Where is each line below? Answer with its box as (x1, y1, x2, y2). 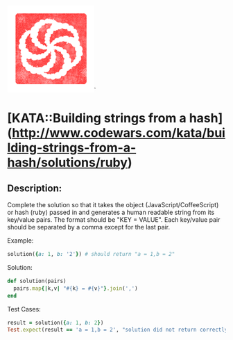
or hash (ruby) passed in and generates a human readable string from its (7, 208, 215, 216)
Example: (7, 236, 34, 245)
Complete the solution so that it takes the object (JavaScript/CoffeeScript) (7, 201, 219, 209)
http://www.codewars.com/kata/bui (12, 125, 225, 141)
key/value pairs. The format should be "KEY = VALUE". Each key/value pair (7, 216, 221, 224)
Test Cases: (7, 305, 42, 313)
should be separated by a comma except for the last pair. (7, 223, 171, 231)
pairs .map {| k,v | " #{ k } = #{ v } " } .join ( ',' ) (13, 284, 138, 292)
